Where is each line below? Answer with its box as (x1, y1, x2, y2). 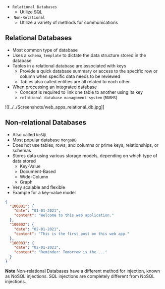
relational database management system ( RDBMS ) (19, 94, 118, 100)
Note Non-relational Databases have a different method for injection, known (5, 268, 160, 274)
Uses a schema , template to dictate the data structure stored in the (12, 52, 146, 58)
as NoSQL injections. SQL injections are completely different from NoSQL (5, 273, 155, 279)
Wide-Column (19, 173, 49, 179)
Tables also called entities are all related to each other (19, 78, 130, 84)
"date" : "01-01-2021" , (14, 208, 61, 213)
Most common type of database (12, 47, 78, 53)
